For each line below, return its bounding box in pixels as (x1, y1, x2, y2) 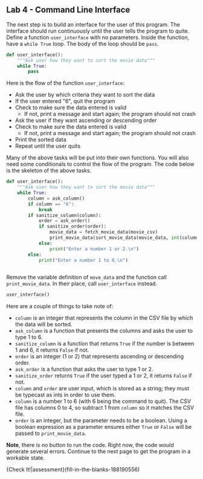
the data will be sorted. (14, 321, 72, 328)
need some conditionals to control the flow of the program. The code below (6, 160, 195, 168)
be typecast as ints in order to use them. (14, 392, 116, 399)
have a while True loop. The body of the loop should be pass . (6, 40, 159, 47)
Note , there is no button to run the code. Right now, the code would (6, 442, 174, 449)
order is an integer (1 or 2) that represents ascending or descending (14, 353, 184, 360)
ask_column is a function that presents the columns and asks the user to (14, 327, 193, 334)
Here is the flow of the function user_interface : (6, 80, 125, 87)
